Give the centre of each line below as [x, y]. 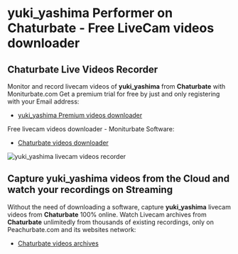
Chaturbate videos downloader [63, 143]
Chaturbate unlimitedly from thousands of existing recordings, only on [111, 222]
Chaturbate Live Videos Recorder [83, 69]
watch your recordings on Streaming [90, 190]
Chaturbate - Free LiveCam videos [111, 28]
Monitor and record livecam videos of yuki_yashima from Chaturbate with [117, 86]
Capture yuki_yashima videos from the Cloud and [118, 179]
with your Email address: [43, 101]
